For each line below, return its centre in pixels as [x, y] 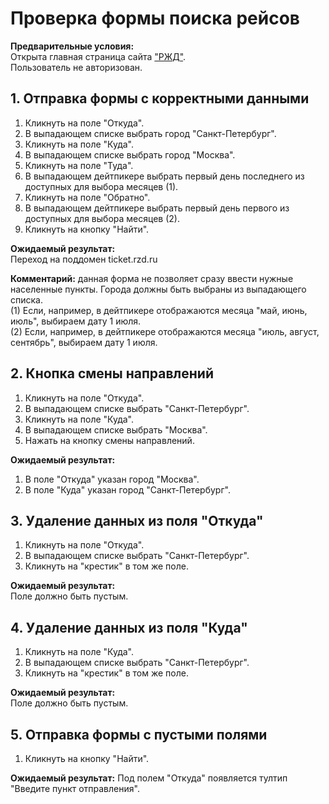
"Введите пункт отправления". [75, 788]
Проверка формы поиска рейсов [155, 18]
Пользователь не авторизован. [76, 67]
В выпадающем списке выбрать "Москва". [116, 429]
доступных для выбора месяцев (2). [102, 218]
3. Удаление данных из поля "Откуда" [137, 520]
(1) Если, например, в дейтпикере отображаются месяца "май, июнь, [159, 310]
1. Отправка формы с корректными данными [160, 98]
